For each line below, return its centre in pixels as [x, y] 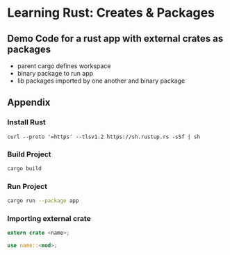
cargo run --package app [43, 201]
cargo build [24, 168]
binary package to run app [55, 73]
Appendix [29, 102]
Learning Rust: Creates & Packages [111, 13]
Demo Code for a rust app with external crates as [115, 39]
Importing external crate [49, 218]
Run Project [27, 186]
